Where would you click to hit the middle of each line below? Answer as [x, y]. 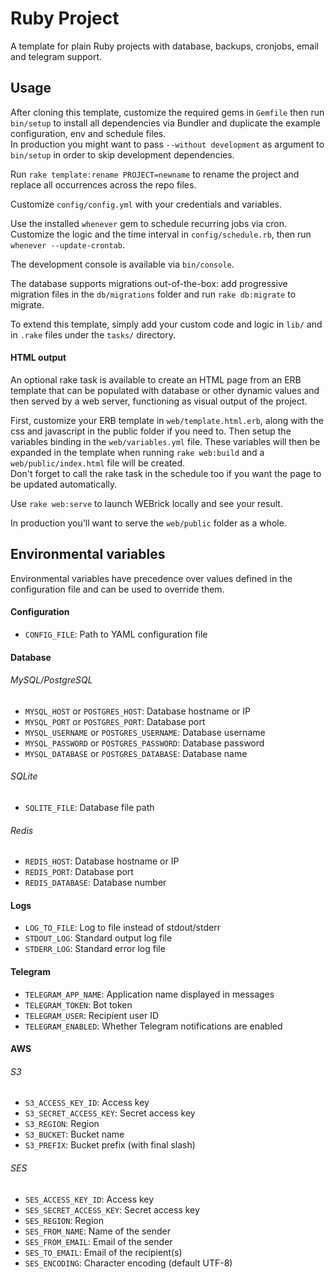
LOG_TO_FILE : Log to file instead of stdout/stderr [122, 928]
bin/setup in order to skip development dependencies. [122, 154]
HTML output [38, 358]
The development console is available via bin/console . [122, 264]
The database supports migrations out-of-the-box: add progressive [149, 283]
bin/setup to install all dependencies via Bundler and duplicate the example [165, 123]
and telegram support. [56, 56]
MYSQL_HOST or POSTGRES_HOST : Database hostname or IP [137, 711]
